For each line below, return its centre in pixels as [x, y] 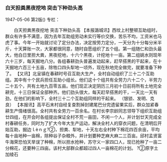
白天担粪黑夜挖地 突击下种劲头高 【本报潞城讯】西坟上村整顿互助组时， [87, 30]
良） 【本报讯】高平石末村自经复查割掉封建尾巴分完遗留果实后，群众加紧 [80, 105]
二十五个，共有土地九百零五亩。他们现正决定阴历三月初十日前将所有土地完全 [83, 86]
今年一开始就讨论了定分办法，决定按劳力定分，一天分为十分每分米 [90, 43]
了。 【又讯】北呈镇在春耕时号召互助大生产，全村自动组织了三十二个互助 [80, 74]
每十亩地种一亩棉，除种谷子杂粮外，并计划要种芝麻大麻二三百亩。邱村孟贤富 [83, 136]
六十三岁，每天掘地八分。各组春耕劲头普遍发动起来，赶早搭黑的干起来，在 [81, 61]
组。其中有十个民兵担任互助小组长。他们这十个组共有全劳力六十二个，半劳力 [83, 80]
